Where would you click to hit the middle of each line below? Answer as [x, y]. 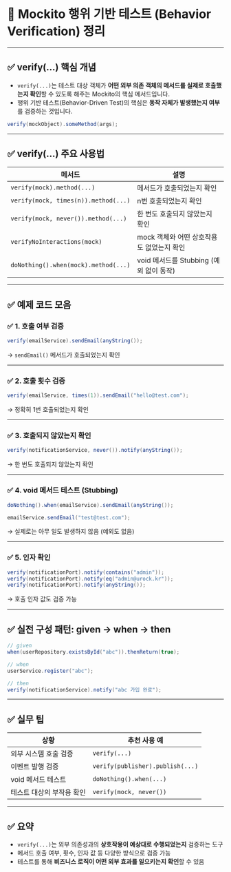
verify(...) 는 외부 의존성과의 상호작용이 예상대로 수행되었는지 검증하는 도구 [120, 844]
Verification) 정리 [56, 31]
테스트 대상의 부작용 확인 [48, 793]
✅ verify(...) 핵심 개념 [52, 67]
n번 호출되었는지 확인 [169, 201]
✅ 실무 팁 [26, 719]
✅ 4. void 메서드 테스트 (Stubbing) [63, 490]
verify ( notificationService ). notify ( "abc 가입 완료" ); [84, 689]
